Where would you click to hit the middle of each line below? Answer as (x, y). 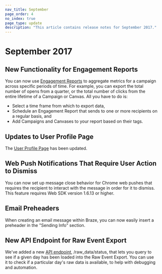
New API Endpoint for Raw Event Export (66, 240)
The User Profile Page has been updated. (46, 148)
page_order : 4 (19, 14)
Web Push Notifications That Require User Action (81, 164)
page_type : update (23, 23)
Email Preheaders (32, 208)
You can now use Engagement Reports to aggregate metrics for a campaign (81, 81)
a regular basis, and (32, 116)
